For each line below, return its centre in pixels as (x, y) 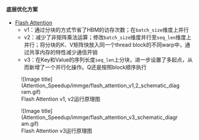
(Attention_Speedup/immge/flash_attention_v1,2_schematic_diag (100, 86)
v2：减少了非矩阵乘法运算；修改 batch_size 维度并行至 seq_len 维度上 (108, 37)
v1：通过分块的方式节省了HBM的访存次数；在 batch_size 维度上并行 (106, 30)
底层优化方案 (22, 9)
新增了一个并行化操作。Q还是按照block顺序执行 (88, 67)
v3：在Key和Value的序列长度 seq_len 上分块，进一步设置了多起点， (105, 60)
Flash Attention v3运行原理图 (57, 131)
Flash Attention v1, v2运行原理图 (61, 99)
